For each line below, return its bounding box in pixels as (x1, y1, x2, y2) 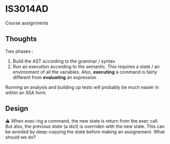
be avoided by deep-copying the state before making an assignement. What (5, 128, 165, 135)
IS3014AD (5, 3, 49, 15)
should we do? (5, 134, 36, 140)
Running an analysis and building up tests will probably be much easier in (5, 84, 159, 90)
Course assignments (5, 20, 49, 26)
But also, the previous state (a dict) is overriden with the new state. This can (5, 123, 165, 129)
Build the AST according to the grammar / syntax (12, 58, 116, 64)
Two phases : (5, 48, 34, 54)
